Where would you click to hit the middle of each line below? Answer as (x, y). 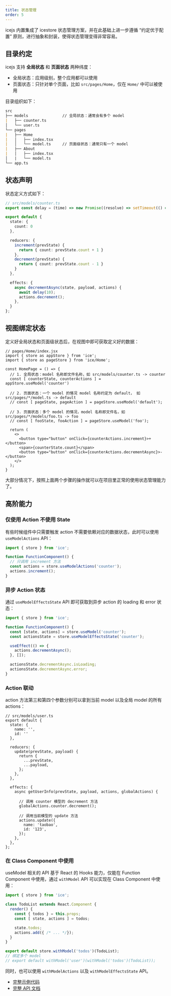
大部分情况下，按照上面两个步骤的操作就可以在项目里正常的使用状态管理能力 (85, 480)
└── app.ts (17, 163)
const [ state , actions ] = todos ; (52, 919)
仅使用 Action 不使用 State (38, 520)
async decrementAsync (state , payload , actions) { (68, 287)
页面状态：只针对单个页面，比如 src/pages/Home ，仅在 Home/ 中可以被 (85, 84)
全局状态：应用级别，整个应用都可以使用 (55, 78)
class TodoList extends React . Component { (51, 904)
